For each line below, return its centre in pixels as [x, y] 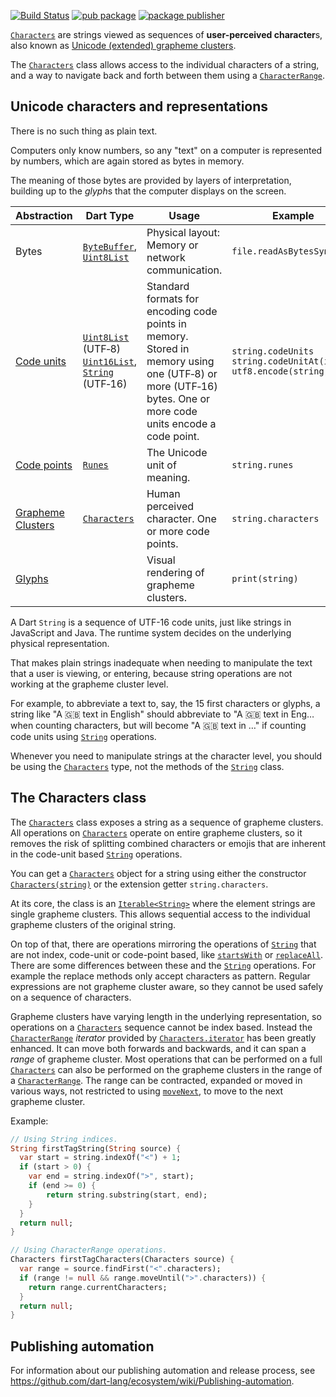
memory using [180, 361]
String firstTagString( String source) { [96, 1148]
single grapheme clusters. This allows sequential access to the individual [160, 914]
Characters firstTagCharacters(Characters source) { [122, 1260]
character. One [181, 518]
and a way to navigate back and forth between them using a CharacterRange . [168, 75]
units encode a [181, 423]
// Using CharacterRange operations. [89, 1250]
